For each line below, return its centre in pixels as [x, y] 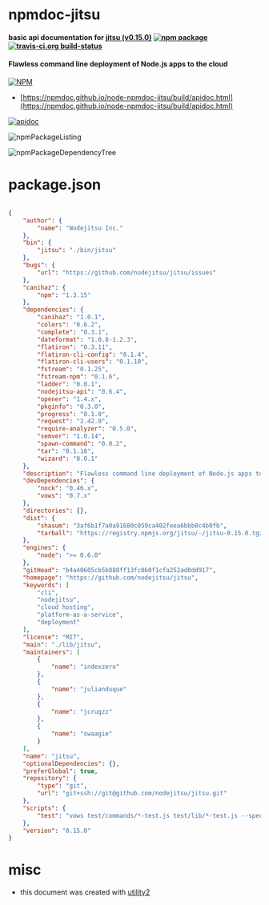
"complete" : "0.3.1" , [73, 332]
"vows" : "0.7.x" [64, 496]
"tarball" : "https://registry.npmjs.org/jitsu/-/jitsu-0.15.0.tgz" [152, 533]
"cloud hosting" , [66, 607]
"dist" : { [39, 518]
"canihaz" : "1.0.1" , [71, 318]
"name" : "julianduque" [89, 689]
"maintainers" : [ [52, 652]
